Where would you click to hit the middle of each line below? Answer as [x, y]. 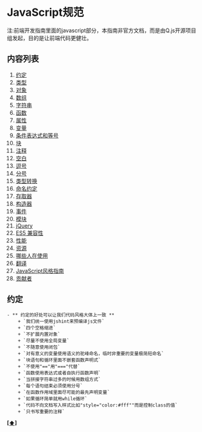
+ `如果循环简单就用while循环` [52, 399]
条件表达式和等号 [37, 135]
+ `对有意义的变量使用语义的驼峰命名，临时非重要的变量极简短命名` [91, 353]
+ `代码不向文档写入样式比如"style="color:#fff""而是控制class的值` [98, 405]
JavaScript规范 [45, 12]
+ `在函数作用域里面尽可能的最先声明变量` [64, 392]
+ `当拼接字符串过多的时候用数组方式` [59, 379]
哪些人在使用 [32, 255]
